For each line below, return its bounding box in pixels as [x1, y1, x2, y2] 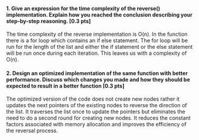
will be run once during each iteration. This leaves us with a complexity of [6, 49, 187, 57]
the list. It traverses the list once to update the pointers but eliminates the [6, 108, 186, 116]
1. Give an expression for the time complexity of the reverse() [6, 5, 161, 12]
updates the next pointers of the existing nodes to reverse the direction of [6, 102, 188, 109]
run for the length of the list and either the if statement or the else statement [6, 43, 193, 51]
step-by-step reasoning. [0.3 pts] [6, 17, 91, 24]
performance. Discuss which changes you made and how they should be [6, 76, 191, 83]
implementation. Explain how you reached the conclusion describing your [6, 11, 192, 18]
